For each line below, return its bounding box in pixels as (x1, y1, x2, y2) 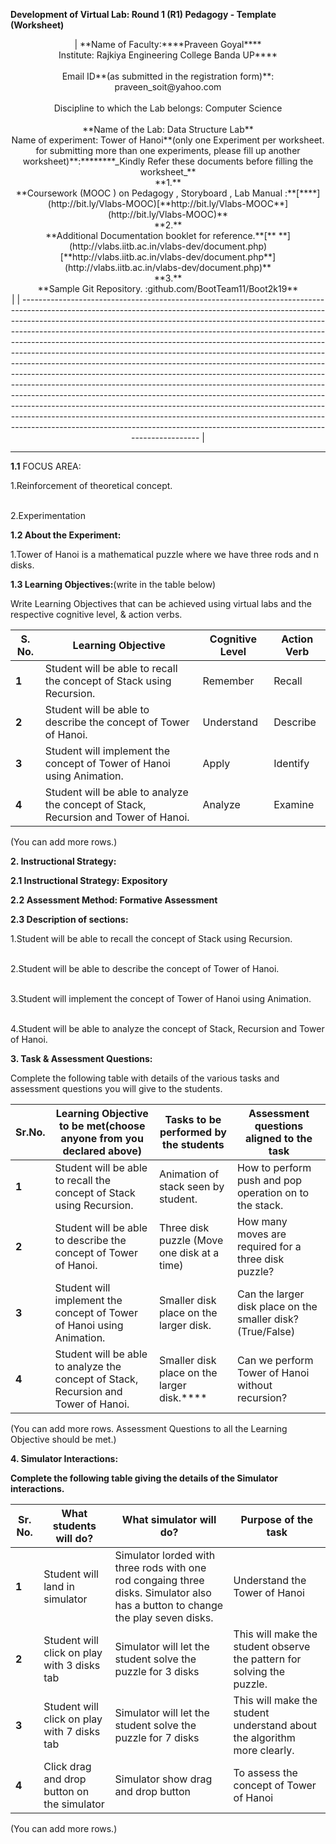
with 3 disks (43, 1659, 101, 1672)
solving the (233, 1665, 285, 1678)
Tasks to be (164, 1113, 222, 1126)
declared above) (62, 1144, 143, 1158)
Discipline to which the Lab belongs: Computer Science (53, 102, 283, 114)
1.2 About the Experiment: (10, 529, 122, 541)
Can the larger (236, 1287, 305, 1301)
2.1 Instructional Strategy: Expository (10, 875, 168, 886)
